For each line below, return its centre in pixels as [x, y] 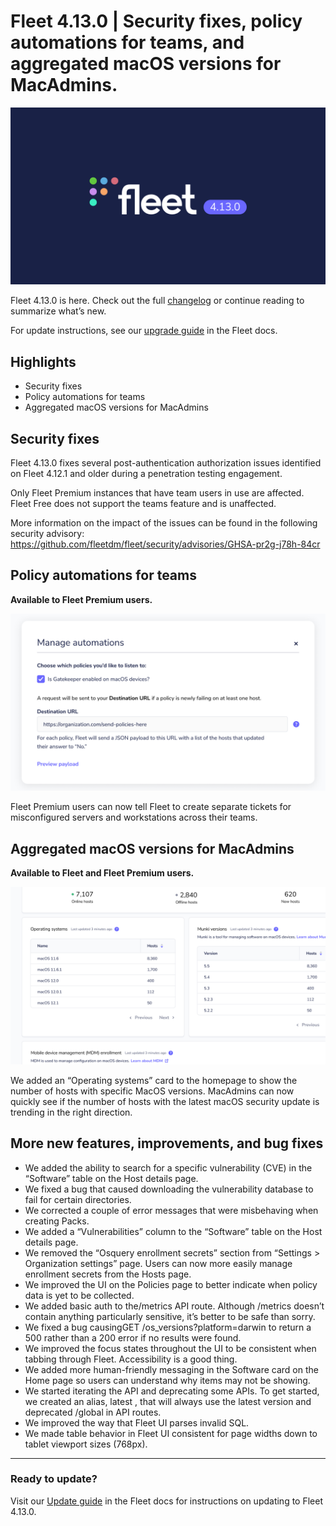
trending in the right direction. [71, 1112]
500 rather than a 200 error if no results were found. [133, 1337]
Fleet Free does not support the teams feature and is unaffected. [143, 504]
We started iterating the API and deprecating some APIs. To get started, [172, 1391]
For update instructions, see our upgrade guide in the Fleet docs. [144, 331]
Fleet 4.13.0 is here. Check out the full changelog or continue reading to [157, 301]
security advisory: [47, 534]
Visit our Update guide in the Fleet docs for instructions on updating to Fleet [166, 1501]
